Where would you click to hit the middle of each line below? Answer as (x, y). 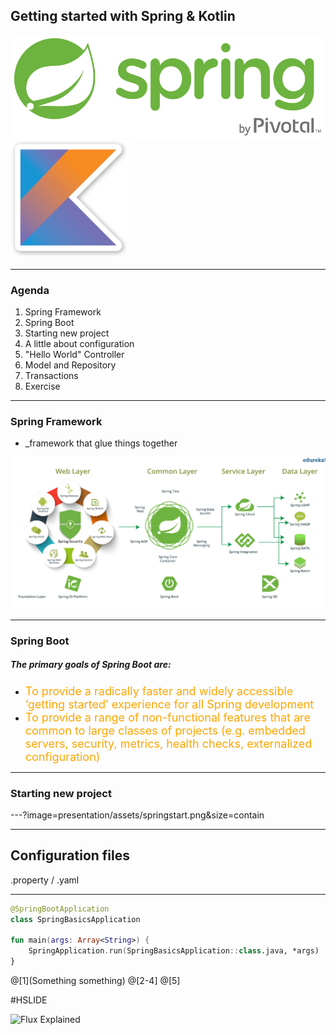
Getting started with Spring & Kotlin (123, 16)
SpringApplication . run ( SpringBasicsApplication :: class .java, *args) (174, 951)
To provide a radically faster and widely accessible (159, 691)
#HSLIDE (29, 1000)
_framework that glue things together (101, 443)
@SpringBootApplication (60, 909)
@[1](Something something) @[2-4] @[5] (95, 981)
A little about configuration (79, 343)
